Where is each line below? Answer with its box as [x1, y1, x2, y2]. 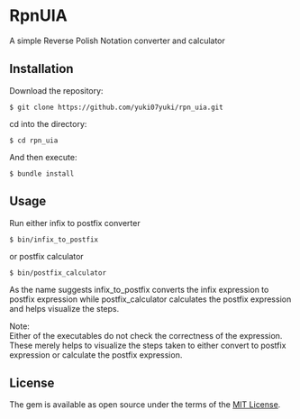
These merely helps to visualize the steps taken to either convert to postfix [9, 340, 286, 351]
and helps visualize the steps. [9, 303, 120, 314]
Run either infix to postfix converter [9, 217, 141, 228]
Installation [9, 61, 74, 77]
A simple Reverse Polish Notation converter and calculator [9, 35, 225, 46]
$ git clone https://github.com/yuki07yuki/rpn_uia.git [9, 103, 223, 112]
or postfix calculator [9, 250, 84, 261]
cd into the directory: [9, 118, 87, 129]
